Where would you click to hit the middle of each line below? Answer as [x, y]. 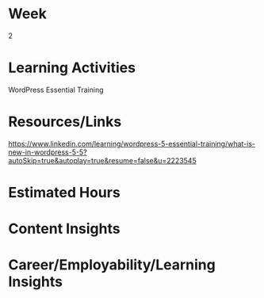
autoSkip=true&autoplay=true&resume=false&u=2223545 [102, 160]
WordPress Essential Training [56, 90]
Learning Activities [72, 68]
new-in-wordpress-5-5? [48, 152]
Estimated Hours [64, 193]
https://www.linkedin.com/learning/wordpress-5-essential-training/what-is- [132, 143]
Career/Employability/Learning [112, 265]
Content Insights [64, 229]
